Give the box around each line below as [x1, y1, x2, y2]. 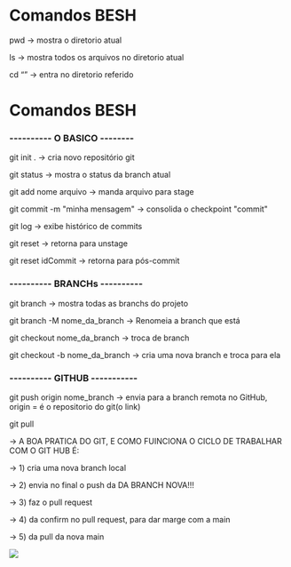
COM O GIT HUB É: [9, 445, 80, 456]
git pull [9, 419, 35, 429]
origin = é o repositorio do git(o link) [9, 402, 141, 412]
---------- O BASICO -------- [9, 132, 135, 145]
